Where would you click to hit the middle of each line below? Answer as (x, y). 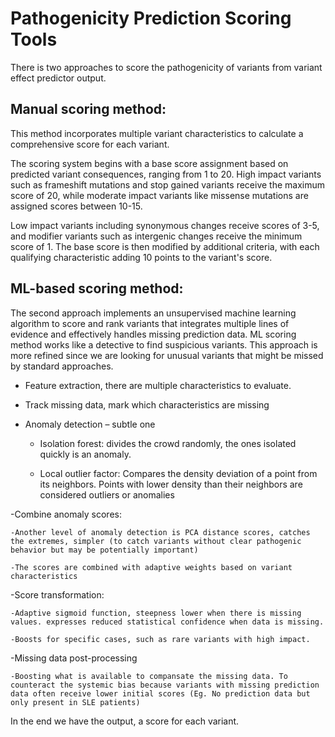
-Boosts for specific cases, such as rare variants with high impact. (160, 639)
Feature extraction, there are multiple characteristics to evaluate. (158, 385)
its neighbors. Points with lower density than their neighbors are (171, 484)
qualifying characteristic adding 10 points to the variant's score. (141, 257)
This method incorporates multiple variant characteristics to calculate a (157, 133)
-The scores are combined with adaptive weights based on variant (151, 567)
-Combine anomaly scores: (66, 514)
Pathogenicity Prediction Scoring (151, 18)
